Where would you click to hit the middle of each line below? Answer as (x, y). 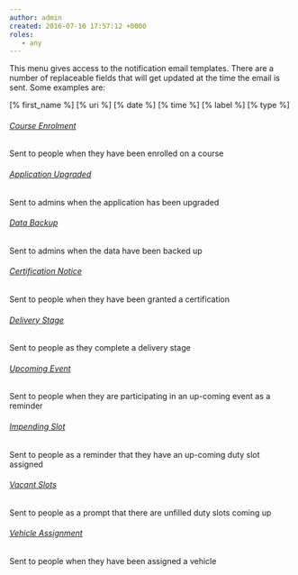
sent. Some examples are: (58, 87)
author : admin (36, 18)
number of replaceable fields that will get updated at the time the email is (145, 78)
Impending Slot (37, 427)
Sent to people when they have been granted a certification (120, 299)
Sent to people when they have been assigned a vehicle (113, 561)
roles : (22, 34)
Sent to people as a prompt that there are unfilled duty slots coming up (140, 512)
